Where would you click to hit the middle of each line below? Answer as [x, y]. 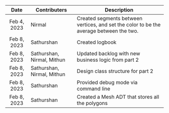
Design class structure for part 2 [115, 71]
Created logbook [97, 42]
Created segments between [109, 18]
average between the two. [108, 31]
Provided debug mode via [107, 82]
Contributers [51, 10]
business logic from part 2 [108, 60]
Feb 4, [17, 21]
